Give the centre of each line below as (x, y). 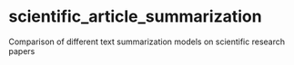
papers (22, 51)
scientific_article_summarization (135, 17)
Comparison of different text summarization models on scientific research (147, 42)
